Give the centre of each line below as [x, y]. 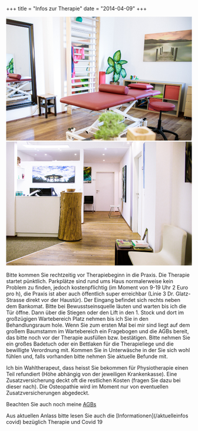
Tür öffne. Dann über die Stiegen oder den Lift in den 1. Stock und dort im [95, 312]
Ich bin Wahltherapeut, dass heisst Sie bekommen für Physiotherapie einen [97, 368]
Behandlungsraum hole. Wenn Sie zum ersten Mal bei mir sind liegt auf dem [98, 325]
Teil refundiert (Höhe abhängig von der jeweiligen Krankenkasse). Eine [92, 374]
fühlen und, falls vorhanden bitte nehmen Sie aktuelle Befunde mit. [87, 357]
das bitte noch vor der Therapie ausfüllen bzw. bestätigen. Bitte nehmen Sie [98, 338]
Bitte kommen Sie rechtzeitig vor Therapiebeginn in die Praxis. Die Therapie [98, 275]
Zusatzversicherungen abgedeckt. [48, 393]
